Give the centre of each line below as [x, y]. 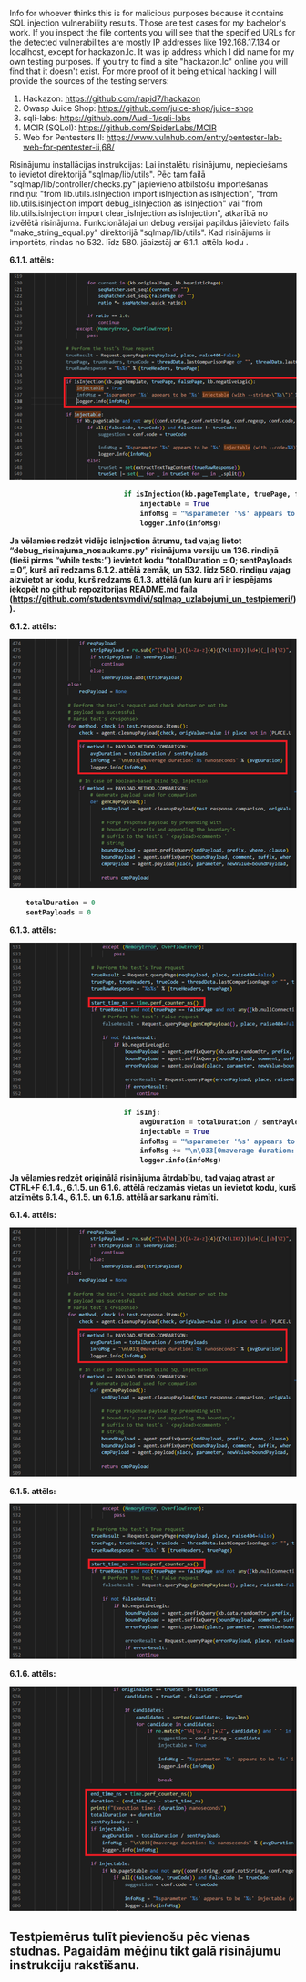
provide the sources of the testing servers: [89, 81]
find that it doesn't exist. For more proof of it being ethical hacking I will [143, 71]
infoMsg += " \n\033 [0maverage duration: [218, 1151]
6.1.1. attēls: [32, 260]
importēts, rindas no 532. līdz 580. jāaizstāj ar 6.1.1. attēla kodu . [129, 242]
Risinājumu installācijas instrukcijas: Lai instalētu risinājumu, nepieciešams [149, 165]
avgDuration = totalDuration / [199, 1122]
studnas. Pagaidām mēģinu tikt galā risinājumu [145, 1951]
